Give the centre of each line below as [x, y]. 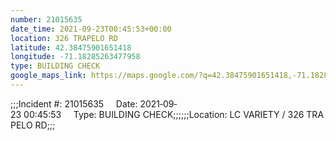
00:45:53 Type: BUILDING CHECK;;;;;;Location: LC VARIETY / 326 [164, 114]
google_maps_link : [48, 76]
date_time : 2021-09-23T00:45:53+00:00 [91, 29]
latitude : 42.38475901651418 [71, 47]
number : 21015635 [46, 19]
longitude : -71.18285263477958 [75, 57]
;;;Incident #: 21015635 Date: [74, 103]
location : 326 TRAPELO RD [64, 38]
